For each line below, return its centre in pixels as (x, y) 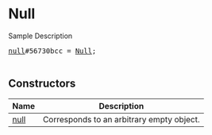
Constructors (42, 84)
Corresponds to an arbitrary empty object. (121, 119)
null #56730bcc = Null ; (52, 51)
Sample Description (40, 36)
